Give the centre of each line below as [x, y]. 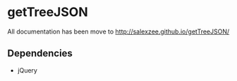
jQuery [27, 70]
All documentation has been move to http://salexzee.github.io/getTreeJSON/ [119, 31]
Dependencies [40, 53]
